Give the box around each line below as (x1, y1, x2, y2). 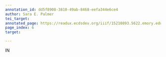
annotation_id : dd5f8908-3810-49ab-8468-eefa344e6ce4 (5, 7, 119, 12)
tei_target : (5, 16, 30, 21)
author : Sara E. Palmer (5, 12, 54, 17)
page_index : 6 (5, 25, 35, 30)
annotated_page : (5, 20, 39, 26)
